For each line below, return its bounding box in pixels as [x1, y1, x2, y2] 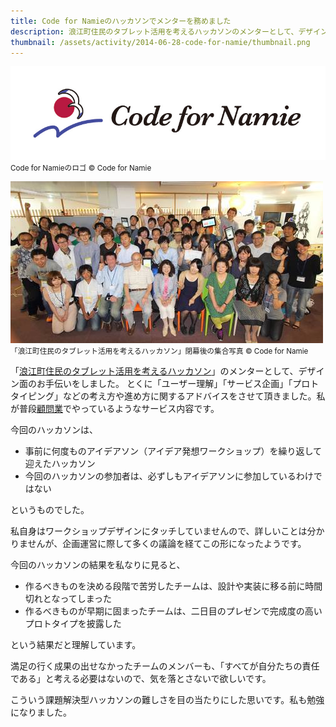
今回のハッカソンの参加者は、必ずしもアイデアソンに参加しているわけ [24, 470, 314, 482]
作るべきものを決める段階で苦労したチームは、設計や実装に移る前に [24, 580, 306, 592]
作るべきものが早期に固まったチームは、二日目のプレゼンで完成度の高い [24, 605, 323, 617]
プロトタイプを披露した [24, 617, 122, 629]
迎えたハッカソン [24, 457, 96, 469]
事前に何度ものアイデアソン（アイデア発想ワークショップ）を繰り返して [24, 445, 322, 457]
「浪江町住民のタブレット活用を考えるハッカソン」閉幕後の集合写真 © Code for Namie [10, 346, 309, 356]
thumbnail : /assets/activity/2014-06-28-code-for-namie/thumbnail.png [10, 37, 311, 47]
